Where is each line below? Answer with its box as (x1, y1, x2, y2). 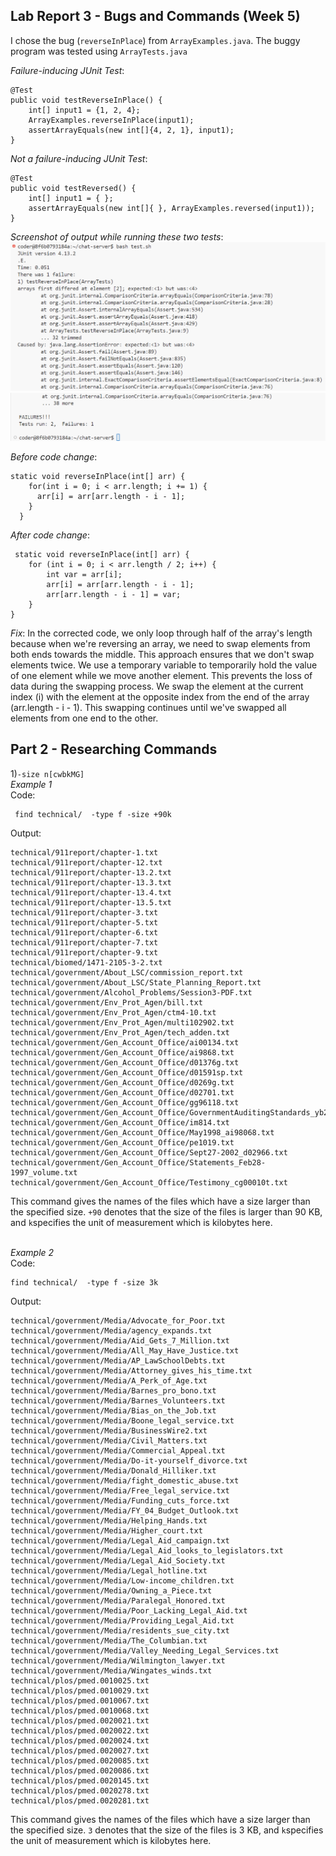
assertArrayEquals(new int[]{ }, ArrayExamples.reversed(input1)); (28, 203, 315, 213)
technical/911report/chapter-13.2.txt (10, 867, 172, 878)
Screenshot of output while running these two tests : (10, 230, 224, 243)
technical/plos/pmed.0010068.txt (10, 1705, 150, 1716)
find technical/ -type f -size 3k (10, 1277, 159, 1288)
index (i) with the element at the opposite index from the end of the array (10, 690, 310, 703)
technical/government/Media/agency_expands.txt (10, 1325, 213, 1336)
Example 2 (10, 1246, 55, 1258)
